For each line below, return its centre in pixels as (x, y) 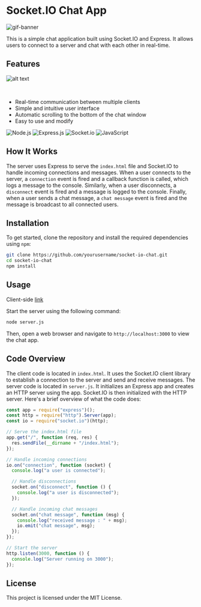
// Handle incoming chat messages (55, 509)
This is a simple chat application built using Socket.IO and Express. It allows (100, 38)
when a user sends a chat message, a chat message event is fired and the (97, 198)
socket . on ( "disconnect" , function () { (61, 487)
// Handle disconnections (44, 481)
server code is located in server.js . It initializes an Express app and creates (100, 386)
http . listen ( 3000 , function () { (48, 554)
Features (23, 64)
